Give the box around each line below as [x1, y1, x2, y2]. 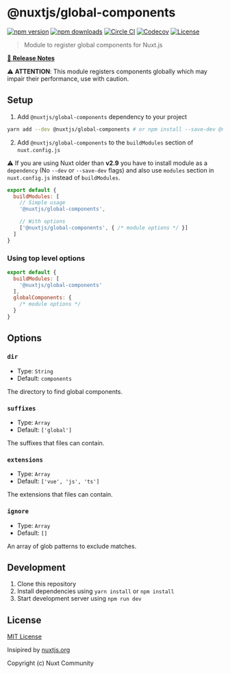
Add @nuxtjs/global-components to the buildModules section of [16, 138, 194, 147]
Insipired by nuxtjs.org [7, 646, 71, 654]
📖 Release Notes [7, 53, 55, 62]
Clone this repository [16, 580, 77, 588]
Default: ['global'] [16, 425, 72, 434]
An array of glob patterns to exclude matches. [7, 542, 137, 550]
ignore [7, 508, 29, 515]
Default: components [16, 374, 72, 382]
